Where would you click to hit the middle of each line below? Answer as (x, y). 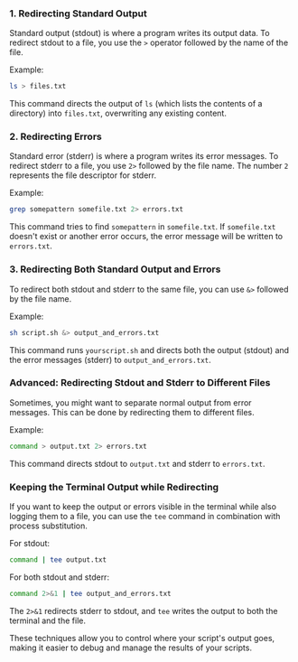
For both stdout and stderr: (60, 577)
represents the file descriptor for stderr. (83, 175)
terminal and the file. (47, 620)
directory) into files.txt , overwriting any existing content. (118, 113)
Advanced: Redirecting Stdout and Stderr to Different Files (140, 383)
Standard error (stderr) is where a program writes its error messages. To (144, 156)
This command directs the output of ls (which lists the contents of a (136, 104)
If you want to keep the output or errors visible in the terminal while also (143, 506)
